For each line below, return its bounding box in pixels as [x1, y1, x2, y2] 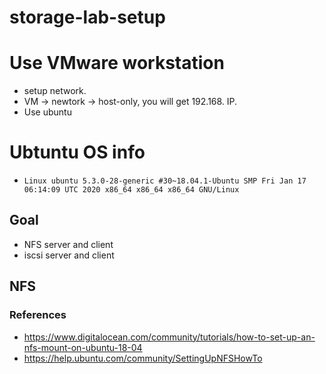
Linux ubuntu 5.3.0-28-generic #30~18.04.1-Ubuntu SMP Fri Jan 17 [23, 176, 307, 186]
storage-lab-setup [9, 6, 166, 29]
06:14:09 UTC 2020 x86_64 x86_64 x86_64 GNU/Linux [23, 185, 240, 195]
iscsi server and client [23, 249, 115, 261]
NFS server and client [23, 238, 114, 250]
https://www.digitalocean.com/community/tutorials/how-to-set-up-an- [23, 331, 316, 343]
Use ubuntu [23, 106, 72, 118]
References [9, 308, 67, 322]
